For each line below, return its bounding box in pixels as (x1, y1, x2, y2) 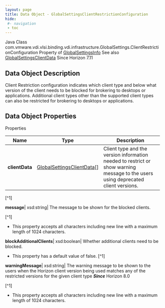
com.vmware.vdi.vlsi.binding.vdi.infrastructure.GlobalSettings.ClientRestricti (5, 44, 159, 50)
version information (103, 151, 148, 158)
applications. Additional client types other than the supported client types (5, 92, 154, 99)
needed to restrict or (103, 157, 151, 164)
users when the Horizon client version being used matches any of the (5, 268, 146, 274)
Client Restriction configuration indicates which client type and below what (5, 82, 157, 88)
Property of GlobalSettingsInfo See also (39, 50, 119, 56)
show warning (103, 164, 136, 171)
